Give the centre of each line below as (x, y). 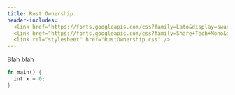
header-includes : (33, 20)
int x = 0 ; (29, 79)
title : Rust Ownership (40, 14)
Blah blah (21, 59)
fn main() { (24, 73)
